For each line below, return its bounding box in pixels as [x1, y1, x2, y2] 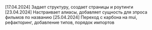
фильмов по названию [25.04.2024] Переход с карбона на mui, [5, 15, 137, 20]
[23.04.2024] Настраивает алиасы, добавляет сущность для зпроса [5, 9, 148, 15]
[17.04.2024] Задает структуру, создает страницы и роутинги [5, 4, 133, 10]
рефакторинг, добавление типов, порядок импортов [5, 19, 115, 25]
